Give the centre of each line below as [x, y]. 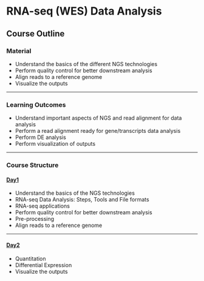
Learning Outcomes [36, 104]
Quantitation [31, 259]
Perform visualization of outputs [55, 144]
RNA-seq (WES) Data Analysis [84, 11]
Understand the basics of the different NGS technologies [86, 64]
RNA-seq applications [42, 206]
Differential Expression [43, 265]
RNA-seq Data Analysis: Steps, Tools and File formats [82, 200]
